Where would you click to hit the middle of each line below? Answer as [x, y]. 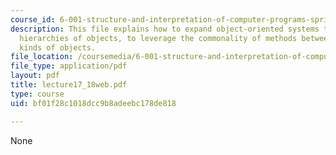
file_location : [42, 57]
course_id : [33, 19]
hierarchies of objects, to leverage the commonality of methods [158, 38]
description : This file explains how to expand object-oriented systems [165, 29]
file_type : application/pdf [69, 66]
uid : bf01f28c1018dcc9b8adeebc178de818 [93, 103]
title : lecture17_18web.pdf [69, 85]
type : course [37, 94]
